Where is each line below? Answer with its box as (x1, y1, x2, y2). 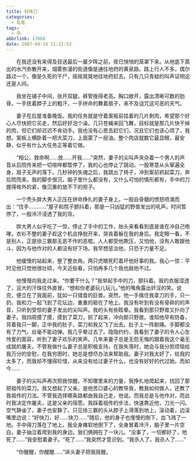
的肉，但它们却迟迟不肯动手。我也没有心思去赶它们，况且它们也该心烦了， (6, 127, 185, 134)
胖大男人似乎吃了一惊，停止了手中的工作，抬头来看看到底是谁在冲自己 (16, 223, 185, 230)
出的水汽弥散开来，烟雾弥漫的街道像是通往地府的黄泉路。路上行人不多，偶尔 (6, 65, 190, 72)
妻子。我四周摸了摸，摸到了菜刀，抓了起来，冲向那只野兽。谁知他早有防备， (6, 313, 190, 320)
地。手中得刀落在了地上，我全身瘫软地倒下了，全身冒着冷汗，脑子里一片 (6, 421, 180, 428)
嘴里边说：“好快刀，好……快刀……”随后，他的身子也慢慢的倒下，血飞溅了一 (6, 414, 187, 421)
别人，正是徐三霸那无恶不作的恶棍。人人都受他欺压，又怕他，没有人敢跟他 (10, 237, 190, 244)
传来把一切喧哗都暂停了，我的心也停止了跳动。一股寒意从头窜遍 (26, 161, 180, 168)
